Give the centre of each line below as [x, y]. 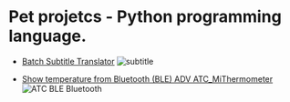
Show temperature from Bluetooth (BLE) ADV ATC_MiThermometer [147, 78]
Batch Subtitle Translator [68, 61]
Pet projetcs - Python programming [145, 17]
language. [48, 36]
